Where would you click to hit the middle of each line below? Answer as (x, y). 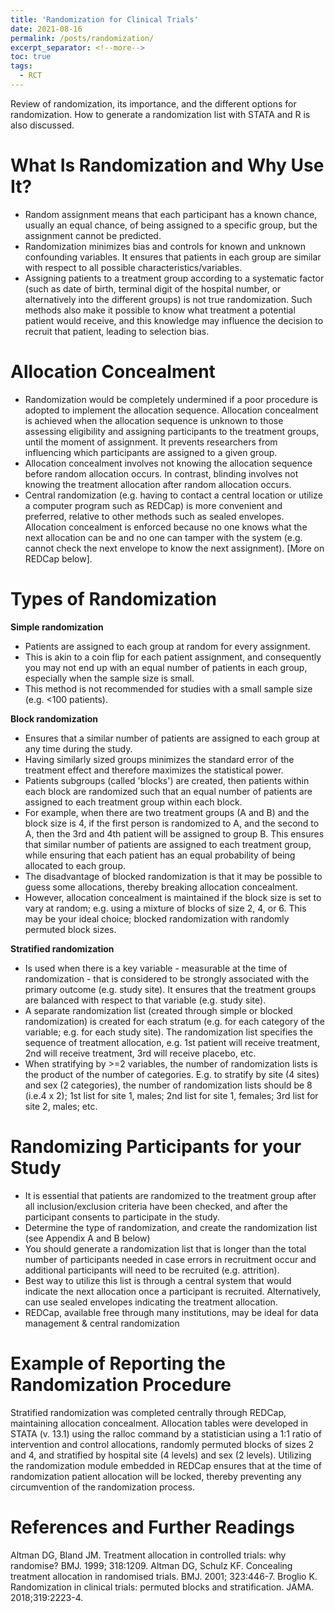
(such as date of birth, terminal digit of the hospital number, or (153, 288)
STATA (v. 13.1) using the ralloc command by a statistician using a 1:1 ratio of (166, 1433)
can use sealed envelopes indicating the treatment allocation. (151, 1302)
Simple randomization (57, 627)
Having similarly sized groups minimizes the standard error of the (159, 759)
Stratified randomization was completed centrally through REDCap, (148, 1412)
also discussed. (42, 125)
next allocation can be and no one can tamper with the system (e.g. (163, 537)
